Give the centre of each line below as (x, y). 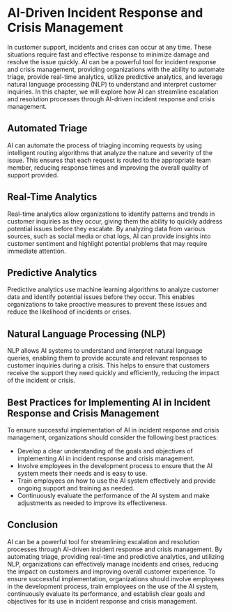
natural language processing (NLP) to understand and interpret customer (112, 84)
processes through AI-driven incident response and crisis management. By (115, 549)
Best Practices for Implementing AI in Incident (109, 402)
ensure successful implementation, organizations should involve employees (116, 578)
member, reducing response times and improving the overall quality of (108, 167)
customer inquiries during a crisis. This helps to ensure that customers (109, 365)
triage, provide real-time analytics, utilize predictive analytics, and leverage (115, 76)
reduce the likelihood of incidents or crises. (69, 312)
